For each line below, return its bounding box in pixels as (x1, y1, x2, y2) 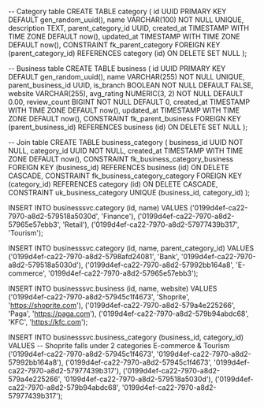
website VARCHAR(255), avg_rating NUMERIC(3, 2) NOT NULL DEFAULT (8, 89, 244, 98)
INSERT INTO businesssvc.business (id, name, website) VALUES (8, 284, 218, 293)
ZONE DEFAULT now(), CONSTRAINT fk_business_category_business (8, 154, 234, 164)
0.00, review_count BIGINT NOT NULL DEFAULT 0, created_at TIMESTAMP (8, 98, 251, 106)
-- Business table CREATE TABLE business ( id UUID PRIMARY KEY (8, 64, 226, 73)
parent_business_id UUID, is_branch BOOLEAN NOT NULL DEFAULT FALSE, (8, 80, 254, 90)
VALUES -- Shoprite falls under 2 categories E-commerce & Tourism (8, 341, 230, 350)
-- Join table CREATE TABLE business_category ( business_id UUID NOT (8, 138, 244, 147)
